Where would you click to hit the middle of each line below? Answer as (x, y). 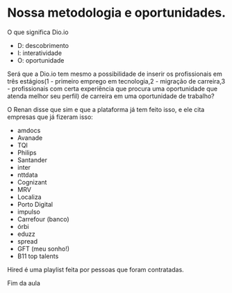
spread (27, 241)
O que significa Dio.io (38, 32)
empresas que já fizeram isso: (50, 117)
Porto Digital (35, 204)
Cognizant (32, 182)
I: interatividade (40, 53)
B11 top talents (38, 256)
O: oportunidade (41, 60)
